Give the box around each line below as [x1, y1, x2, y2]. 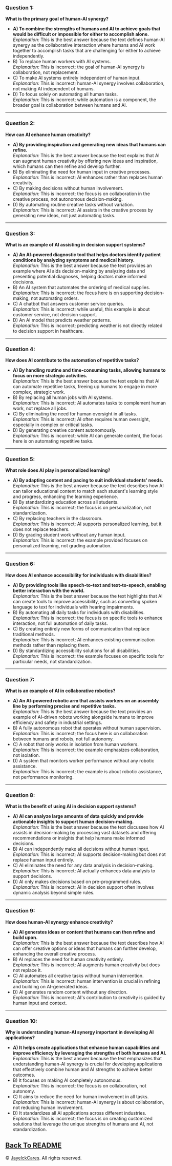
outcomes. [12, 1072, 36, 1078]
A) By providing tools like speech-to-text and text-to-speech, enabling [12, 582, 166, 588]
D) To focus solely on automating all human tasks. [12, 91, 118, 98]
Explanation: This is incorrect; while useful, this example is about [12, 306, 150, 312]
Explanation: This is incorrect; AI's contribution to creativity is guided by [12, 994, 165, 1000]
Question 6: [5, 560, 35, 567]
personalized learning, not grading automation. [12, 543, 112, 549]
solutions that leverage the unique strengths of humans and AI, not [12, 1121, 154, 1127]
